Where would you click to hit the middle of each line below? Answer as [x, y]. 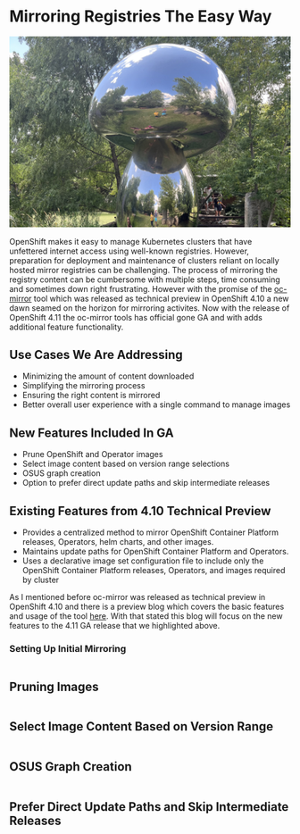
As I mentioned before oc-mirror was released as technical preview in [137, 596]
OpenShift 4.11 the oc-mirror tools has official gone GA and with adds [136, 317]
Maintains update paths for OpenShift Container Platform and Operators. [155, 551]
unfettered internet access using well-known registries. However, [129, 251]
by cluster [41, 580]
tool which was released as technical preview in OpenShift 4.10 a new [161, 298]
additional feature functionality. [67, 327]
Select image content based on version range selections [126, 464]
